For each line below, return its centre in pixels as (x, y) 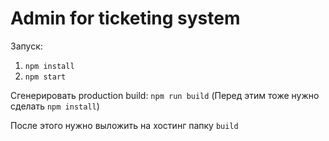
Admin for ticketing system (125, 18)
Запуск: (26, 46)
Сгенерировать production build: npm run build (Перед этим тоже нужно (165, 95)
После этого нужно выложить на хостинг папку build (124, 125)
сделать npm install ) (55, 106)
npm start (45, 77)
